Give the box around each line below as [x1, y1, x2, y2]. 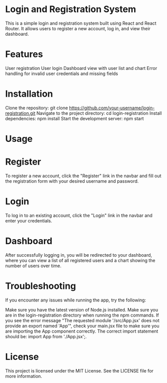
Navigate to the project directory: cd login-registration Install [36, 110, 162, 116]
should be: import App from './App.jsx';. [5, 333, 87, 339]
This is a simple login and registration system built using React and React [5, 20, 157, 26]
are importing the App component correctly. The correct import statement [5, 328, 158, 334]
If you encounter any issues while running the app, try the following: [5, 297, 146, 303]
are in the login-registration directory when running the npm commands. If [5, 312, 159, 318]
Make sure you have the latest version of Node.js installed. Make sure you [5, 307, 158, 313]
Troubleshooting [5, 280, 76, 291]
